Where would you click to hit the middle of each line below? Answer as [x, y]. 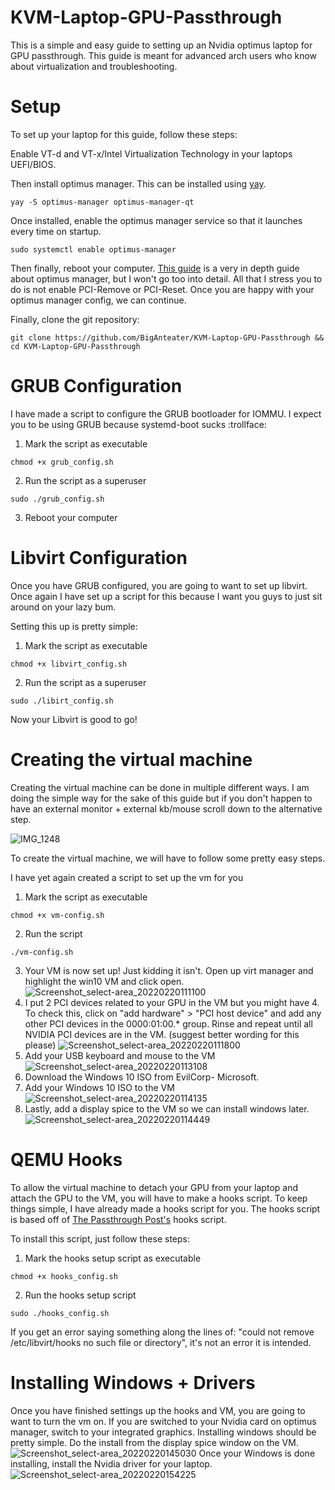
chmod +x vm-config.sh [57, 915]
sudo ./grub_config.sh [57, 499]
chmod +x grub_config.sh [62, 462]
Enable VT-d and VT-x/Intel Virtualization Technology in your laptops [151, 153]
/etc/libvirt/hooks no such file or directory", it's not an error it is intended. [161, 1342]
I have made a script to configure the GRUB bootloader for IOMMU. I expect [166, 413]
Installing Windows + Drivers [133, 1382]
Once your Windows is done [257, 1453]
